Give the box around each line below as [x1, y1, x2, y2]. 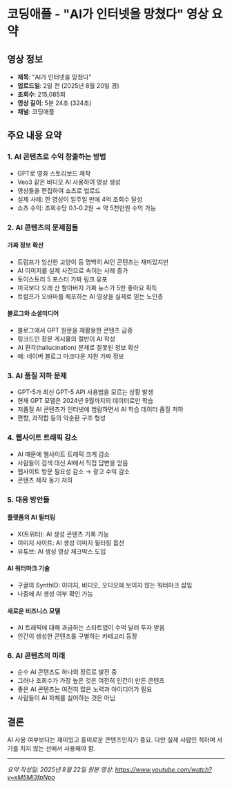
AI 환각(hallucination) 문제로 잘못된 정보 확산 [17, 344, 139, 352]
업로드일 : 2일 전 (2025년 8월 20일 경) [17, 82, 119, 90]
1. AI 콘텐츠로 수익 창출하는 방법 [7, 152, 106, 162]
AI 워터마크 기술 [7, 564, 50, 572]
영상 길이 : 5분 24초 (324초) [17, 99, 92, 107]
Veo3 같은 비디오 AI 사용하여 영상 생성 [17, 178, 121, 186]
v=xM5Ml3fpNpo [7, 773, 55, 782]
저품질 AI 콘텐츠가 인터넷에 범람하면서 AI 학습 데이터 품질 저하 [17, 405, 184, 413]
